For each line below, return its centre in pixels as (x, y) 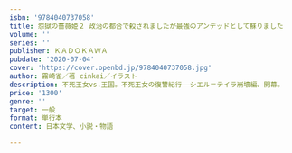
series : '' (30, 43)
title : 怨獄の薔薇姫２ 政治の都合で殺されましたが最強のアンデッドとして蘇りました (146, 26)
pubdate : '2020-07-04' (52, 59)
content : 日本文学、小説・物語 (61, 127)
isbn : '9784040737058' (52, 18)
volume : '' (30, 34)
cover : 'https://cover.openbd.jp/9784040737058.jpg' (111, 68)
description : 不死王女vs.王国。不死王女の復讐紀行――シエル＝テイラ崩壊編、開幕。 (147, 85)
